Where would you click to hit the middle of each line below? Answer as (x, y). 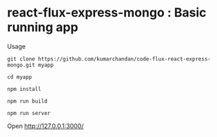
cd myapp (20, 77)
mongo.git (21, 65)
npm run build (28, 101)
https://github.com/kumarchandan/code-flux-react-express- (124, 59)
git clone (21, 59)
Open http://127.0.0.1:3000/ (45, 126)
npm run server (29, 113)
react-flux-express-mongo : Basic (107, 13)
